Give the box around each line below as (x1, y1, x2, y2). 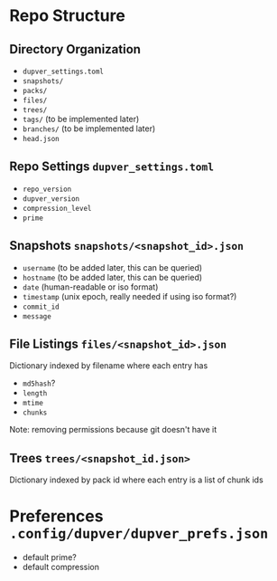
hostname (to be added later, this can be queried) (22, 271, 203, 282)
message (22, 311, 51, 321)
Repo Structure (9, 5, 126, 26)
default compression (22, 562, 100, 573)
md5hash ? (22, 377, 56, 389)
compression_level (22, 204, 92, 213)
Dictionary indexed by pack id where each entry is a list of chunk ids (9, 474, 263, 485)
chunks (22, 408, 48, 417)
